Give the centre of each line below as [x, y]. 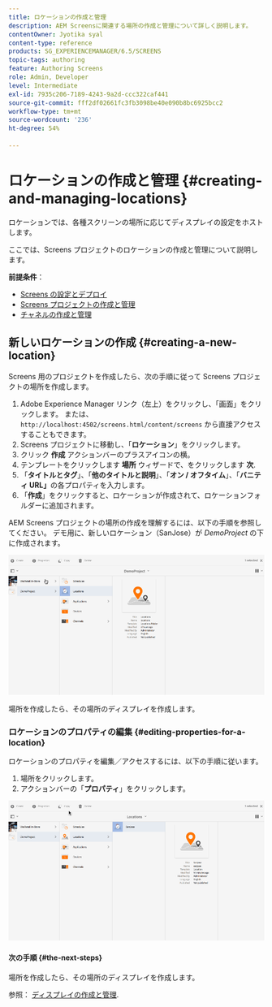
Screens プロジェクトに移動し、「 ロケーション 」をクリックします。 [132, 444]
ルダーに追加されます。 [59, 505]
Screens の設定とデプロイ [63, 294]
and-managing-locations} [98, 199]
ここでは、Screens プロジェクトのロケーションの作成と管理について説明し [133, 249]
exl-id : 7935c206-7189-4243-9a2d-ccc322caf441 [89, 94]
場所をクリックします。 [59, 779]
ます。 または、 [67, 413]
